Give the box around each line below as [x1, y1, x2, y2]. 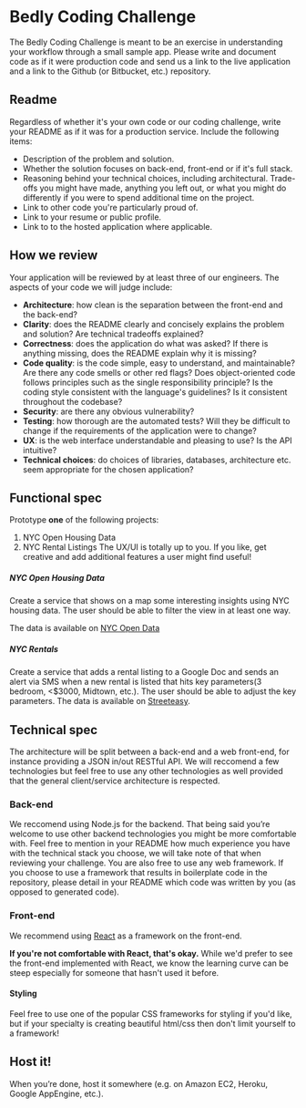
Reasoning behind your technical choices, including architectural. [22, 172, 269, 183]
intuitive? [22, 444, 57, 455]
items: [9, 135, 33, 147]
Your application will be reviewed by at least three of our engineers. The [9, 272, 280, 283]
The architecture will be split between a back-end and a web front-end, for [9, 746, 290, 758]
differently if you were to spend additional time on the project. [22, 192, 255, 202]
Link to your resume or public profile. [22, 212, 162, 223]
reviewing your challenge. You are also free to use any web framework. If [9, 857, 284, 868]
